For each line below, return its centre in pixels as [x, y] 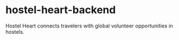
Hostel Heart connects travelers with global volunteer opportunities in [89, 26]
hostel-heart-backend [61, 10]
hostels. [15, 31]
